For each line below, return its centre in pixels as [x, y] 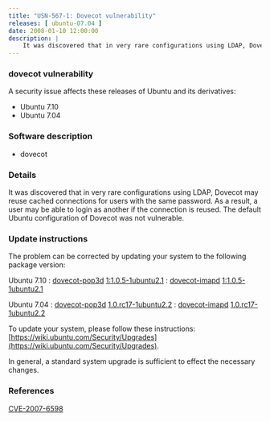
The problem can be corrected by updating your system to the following [127, 256]
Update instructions [48, 238]
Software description [51, 136]
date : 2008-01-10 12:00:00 [53, 31]
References [31, 391]
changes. [24, 370]
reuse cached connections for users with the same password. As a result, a [133, 201]
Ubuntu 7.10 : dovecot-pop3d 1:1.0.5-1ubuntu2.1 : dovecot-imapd [115, 281]
